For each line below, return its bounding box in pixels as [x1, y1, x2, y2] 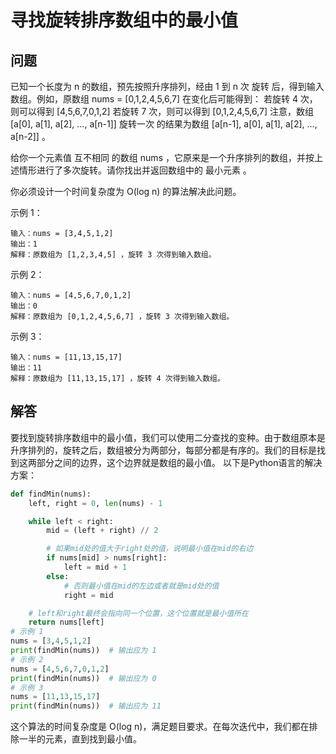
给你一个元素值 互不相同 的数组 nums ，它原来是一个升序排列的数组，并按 [10, 152, 315, 163]
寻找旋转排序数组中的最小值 [10, 9, 239, 32]
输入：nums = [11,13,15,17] [10, 352, 123, 362]
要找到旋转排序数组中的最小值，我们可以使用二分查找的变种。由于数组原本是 [10, 431, 326, 443]
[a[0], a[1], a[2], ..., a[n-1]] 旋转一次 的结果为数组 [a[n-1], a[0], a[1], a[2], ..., [10, 118, 318, 130]
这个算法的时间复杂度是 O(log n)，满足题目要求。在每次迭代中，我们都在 [10, 721, 310, 733]
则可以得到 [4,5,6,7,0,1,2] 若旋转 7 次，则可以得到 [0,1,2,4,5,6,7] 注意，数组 [10, 106, 315, 117]
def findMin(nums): [10, 489, 92, 499]
